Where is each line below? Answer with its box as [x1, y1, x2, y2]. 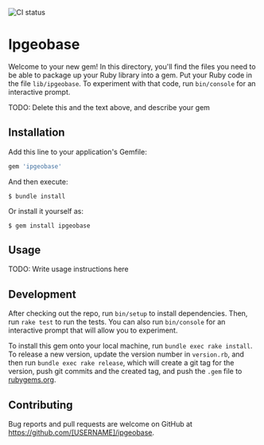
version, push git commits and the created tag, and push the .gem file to [8, 367, 243, 376]
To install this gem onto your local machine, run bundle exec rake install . [8, 341, 253, 351]
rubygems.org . [8, 375, 56, 384]
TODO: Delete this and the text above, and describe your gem [8, 102, 211, 112]
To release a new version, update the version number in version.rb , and [8, 349, 245, 359]
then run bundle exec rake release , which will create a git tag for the [8, 358, 235, 368]
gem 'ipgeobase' [8, 162, 62, 171]
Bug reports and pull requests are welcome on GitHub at [8, 419, 193, 429]
